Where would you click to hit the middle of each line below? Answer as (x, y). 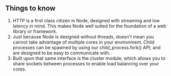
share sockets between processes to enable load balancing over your (86, 63)
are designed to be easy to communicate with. (62, 53)
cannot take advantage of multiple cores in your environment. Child (83, 42)
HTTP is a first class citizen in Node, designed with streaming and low (86, 20)
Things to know (30, 8)
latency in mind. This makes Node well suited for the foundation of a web (89, 26)
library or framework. (35, 31)
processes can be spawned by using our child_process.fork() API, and (87, 47)
